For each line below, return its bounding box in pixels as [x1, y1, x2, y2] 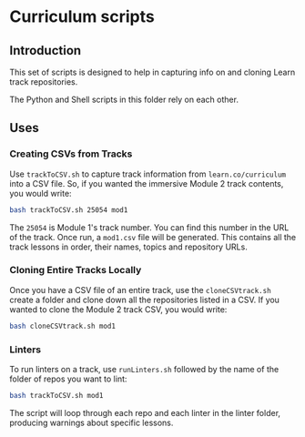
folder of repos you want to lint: [9, 373, 127, 384]
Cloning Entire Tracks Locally [9, 264, 142, 277]
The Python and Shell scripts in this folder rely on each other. [9, 94, 239, 105]
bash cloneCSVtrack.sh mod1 [9, 321, 117, 330]
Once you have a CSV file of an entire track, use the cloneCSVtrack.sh [9, 284, 271, 295]
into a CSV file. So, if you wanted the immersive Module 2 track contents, [9, 178, 284, 188]
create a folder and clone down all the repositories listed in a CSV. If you [9, 294, 280, 305]
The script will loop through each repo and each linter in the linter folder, [9, 407, 280, 418]
